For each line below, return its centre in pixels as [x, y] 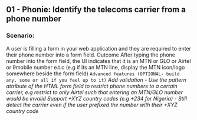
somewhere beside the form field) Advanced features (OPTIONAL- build [93, 74]
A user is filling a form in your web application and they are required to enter [99, 48]
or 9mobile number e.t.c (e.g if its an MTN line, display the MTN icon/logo [96, 67]
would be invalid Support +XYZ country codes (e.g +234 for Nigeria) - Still [97, 98]
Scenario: [20, 36]
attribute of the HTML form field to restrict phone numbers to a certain [92, 86]
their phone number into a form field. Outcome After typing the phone [91, 55]
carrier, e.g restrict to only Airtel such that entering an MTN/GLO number [95, 92]
